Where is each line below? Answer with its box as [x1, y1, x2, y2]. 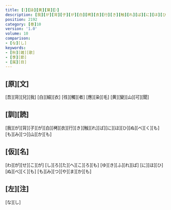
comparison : [5, 36, 31, 41]
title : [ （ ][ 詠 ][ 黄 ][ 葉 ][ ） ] [5, 7, 60, 13]
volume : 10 [5, 31, 28, 36]
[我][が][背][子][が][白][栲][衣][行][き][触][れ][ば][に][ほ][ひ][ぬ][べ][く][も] [5, 125, 160, 131]
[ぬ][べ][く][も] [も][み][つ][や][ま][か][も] [5, 168, 92, 174]
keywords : [5, 45, 26, 50]
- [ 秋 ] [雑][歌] [5, 50, 36, 55]
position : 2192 [5, 17, 38, 22]
